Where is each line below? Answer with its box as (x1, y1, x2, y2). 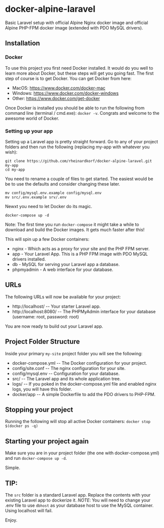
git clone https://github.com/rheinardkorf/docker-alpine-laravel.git (5, 158, 152, 163)
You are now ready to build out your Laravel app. (5, 323, 103, 329)
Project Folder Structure (5, 338, 80, 346)
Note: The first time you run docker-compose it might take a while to (5, 221, 140, 227)
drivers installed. (12, 256, 46, 262)
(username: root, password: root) (12, 314, 79, 319)
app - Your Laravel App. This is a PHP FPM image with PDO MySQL (12, 251, 148, 257)
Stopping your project (5, 405, 73, 414)
